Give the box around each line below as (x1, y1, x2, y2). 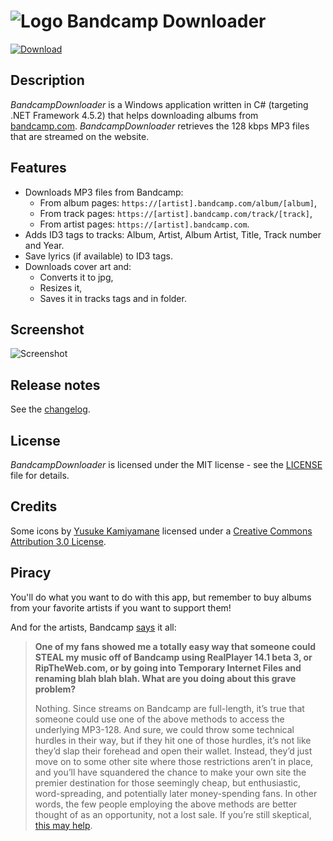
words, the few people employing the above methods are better (34, 798, 298, 810)
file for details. (10, 470, 70, 481)
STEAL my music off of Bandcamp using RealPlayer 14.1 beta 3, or (34, 651, 313, 663)
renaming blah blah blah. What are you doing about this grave (34, 672, 297, 684)
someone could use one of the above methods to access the (34, 713, 285, 725)
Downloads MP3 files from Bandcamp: (24, 186, 184, 198)
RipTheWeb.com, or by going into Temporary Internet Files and (34, 661, 302, 674)
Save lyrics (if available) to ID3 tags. (24, 250, 173, 262)
